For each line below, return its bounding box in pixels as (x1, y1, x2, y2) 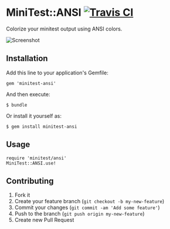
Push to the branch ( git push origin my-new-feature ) (14, 210, 145, 217)
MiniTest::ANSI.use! (6, 160, 57, 166)
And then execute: (6, 91, 50, 98)
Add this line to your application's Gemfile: (6, 69, 108, 76)
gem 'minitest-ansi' (6, 80, 57, 86)
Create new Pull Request (14, 217, 74, 224)
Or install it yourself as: (6, 112, 62, 119)
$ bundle (6, 102, 28, 108)
